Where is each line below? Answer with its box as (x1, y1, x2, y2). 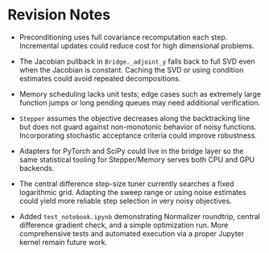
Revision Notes (7, 6, 110, 24)
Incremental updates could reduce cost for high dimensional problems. (19, 40, 255, 50)
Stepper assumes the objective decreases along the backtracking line (19, 113, 250, 122)
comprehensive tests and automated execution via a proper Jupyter (19, 228, 245, 238)
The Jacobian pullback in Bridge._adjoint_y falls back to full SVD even (19, 56, 255, 66)
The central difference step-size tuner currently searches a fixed (19, 179, 234, 189)
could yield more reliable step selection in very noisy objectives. (19, 196, 233, 205)
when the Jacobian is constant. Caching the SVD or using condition (19, 64, 244, 74)
